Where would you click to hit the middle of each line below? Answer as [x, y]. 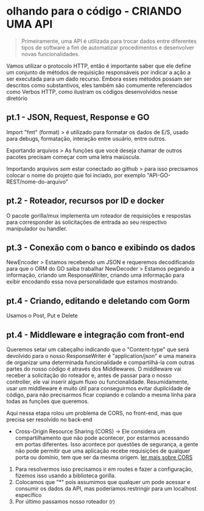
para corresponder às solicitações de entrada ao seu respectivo [87, 222]
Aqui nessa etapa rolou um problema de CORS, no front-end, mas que [94, 413]
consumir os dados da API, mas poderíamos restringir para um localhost [106, 488]
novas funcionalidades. [51, 54]
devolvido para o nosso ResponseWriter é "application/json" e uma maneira [101, 356]
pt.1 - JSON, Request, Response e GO [78, 117]
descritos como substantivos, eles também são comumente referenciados [99, 85]
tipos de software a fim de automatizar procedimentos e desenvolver [108, 48]
